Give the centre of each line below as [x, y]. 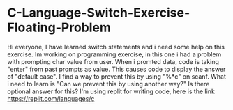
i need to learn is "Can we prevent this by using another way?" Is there [108, 84]
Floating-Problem [59, 28]
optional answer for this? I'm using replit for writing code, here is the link [111, 91]
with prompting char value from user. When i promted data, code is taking [113, 61]
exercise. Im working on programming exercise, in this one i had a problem [114, 54]
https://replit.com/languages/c [51, 98]
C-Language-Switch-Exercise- [99, 13]
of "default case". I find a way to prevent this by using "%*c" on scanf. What [117, 76]
